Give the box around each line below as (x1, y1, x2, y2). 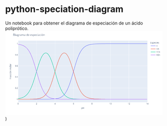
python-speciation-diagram (5, 3, 123, 15)
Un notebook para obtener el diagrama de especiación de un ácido (5, 20, 143, 26)
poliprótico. (5, 25, 29, 31)
